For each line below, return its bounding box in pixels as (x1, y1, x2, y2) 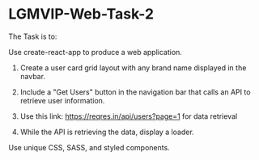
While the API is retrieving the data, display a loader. (19, 127, 194, 137)
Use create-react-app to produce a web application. (8, 47, 182, 57)
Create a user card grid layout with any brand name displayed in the (19, 62, 247, 73)
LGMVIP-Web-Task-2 (8, 5, 155, 23)
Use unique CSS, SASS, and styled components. (8, 142, 170, 152)
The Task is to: (8, 32, 57, 41)
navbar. (19, 71, 46, 81)
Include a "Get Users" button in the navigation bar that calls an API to (19, 86, 251, 97)
